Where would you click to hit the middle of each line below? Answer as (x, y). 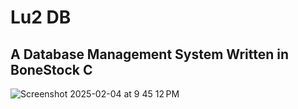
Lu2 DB (41, 17)
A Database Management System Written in (150, 54)
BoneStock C (51, 69)
